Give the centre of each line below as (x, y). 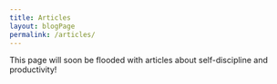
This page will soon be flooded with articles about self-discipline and (139, 61)
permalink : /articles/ (52, 34)
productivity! (33, 70)
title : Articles (40, 18)
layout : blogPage (42, 26)
